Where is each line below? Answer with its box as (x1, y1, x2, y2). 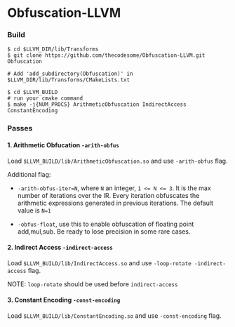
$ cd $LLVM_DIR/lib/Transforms (7, 46, 99, 53)
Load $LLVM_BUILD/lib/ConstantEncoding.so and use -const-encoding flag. (7, 312, 222, 320)
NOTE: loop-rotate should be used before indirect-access (7, 279, 178, 288)
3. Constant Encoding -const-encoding (7, 296, 121, 305)
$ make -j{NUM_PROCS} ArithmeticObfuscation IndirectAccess (7, 101, 187, 108)
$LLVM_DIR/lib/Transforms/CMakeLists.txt (7, 76, 130, 84)
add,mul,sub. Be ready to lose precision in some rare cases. (17, 227, 191, 236)
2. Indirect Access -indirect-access (7, 243, 114, 252)
